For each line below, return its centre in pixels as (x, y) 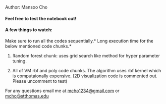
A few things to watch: (29, 30)
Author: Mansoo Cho (27, 7)
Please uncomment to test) (40, 81)
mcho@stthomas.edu (27, 96)
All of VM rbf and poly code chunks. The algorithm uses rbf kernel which (86, 70)
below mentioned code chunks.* (38, 46)
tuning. (20, 61)
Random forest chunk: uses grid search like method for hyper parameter (86, 55)
